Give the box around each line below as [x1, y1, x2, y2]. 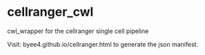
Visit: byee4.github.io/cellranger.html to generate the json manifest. [7, 40, 199, 48]
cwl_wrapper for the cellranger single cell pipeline [7, 27, 149, 35]
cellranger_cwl [7, 4, 94, 20]
